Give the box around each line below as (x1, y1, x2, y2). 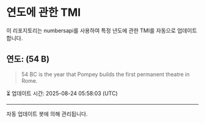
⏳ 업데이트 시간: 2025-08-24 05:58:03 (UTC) (6, 90, 118, 97)
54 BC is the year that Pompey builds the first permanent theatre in (21, 71, 190, 78)
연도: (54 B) (6, 54, 50, 65)
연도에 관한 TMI (6, 5, 81, 19)
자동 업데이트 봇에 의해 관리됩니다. (6, 110, 88, 118)
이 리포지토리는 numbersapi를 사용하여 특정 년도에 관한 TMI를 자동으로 (6, 27, 176, 34)
